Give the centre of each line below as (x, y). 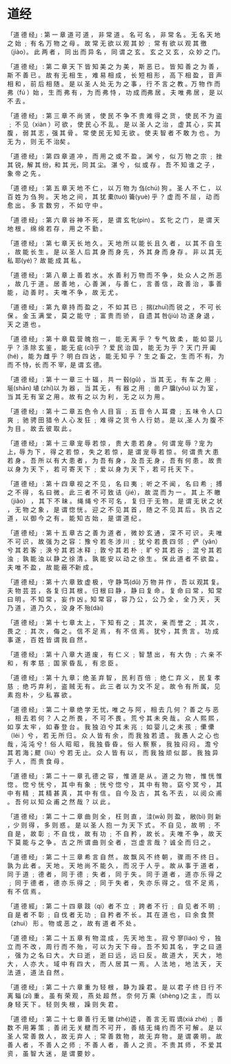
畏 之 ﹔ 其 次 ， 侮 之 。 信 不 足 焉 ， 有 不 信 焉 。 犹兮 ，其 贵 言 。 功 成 (113, 631)
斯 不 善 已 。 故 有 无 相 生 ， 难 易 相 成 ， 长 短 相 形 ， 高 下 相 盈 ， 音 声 (115, 75)
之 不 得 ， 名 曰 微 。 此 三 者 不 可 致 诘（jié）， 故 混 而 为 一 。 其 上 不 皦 (114, 492)
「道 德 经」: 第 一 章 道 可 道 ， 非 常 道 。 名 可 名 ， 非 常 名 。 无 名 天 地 (114, 34)
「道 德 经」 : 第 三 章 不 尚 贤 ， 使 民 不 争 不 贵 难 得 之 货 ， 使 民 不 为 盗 (115, 115)
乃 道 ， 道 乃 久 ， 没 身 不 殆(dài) (56, 608)
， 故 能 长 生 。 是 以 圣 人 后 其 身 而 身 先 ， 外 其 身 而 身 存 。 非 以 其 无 (115, 252)
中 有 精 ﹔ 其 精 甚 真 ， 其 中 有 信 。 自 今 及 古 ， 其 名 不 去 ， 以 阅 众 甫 (115, 793)
